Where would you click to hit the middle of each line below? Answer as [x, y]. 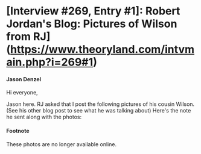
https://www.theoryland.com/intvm [102, 50]
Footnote [18, 131]
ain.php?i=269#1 [50, 62]
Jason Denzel [24, 79]
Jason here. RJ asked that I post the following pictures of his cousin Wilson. [101, 104]
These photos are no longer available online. [61, 144]
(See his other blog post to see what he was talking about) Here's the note [99, 111]
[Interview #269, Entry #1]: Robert [93, 11]
